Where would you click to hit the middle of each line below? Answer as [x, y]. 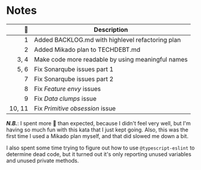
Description [111, 30]
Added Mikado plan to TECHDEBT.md [87, 49]
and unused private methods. [43, 160]
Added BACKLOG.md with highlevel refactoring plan [107, 40]
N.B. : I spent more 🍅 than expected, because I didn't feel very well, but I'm [98, 123]
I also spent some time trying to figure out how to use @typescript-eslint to [100, 148]
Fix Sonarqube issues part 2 [74, 79]
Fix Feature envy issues [67, 89]
